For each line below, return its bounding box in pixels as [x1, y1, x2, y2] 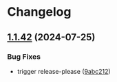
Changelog [7, 4, 72, 20]
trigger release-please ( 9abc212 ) [17, 67, 111, 75]
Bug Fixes [7, 52, 41, 61]
